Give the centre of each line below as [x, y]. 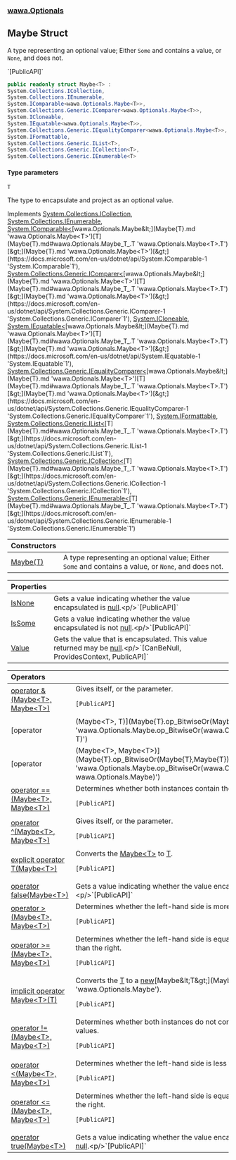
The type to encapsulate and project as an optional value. [91, 200]
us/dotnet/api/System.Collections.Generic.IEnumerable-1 [90, 521]
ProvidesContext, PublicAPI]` [101, 657]
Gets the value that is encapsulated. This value [130, 639]
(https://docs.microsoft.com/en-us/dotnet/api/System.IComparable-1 [107, 259]
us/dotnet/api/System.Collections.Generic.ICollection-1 [87, 483]
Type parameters [33, 172]
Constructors [34, 546]
